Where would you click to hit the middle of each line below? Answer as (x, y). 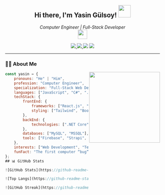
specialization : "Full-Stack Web (48, 88)
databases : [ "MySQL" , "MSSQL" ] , (56, 133)
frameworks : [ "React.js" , (58, 106)
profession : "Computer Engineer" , (49, 83)
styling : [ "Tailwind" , (55, 111)
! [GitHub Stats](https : (29, 170)
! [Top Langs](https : (26, 179)
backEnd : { (34, 120)
